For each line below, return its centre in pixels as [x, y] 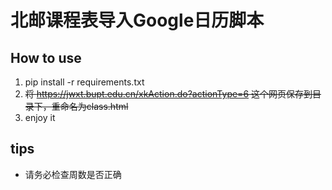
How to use [46, 57]
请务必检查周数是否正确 [73, 174]
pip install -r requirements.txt [84, 82]
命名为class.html [94, 106]
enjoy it [40, 117]
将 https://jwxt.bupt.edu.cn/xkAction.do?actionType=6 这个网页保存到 [168, 94]
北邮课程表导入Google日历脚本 [137, 20]
